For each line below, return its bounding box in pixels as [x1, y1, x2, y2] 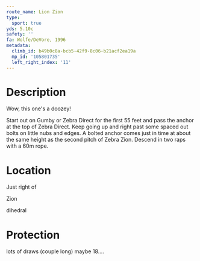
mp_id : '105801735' [11, 54, 61, 60]
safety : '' [6, 31, 34, 37]
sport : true [11, 20, 42, 26]
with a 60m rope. [6, 142, 49, 149]
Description [6, 85, 66, 99]
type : [6, 14, 20, 20]
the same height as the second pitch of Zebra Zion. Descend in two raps [6, 136, 186, 143]
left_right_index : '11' [11, 59, 71, 65]
